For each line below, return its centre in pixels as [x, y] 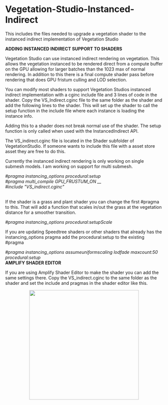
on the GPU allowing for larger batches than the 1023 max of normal [75, 69]
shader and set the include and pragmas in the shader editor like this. [76, 283]
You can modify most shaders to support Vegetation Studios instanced [78, 89]
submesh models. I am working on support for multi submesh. [69, 166]
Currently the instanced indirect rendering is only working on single [74, 161]
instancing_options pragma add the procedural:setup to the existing [75, 237]
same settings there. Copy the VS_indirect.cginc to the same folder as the [81, 278]
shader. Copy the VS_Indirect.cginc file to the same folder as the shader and [84, 100]
